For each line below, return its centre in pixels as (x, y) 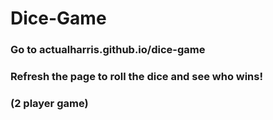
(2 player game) (49, 103)
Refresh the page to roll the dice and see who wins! (136, 77)
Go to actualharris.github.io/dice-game (108, 50)
